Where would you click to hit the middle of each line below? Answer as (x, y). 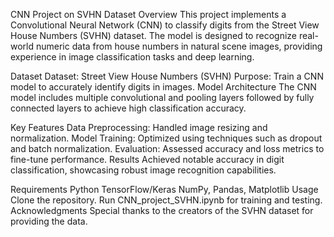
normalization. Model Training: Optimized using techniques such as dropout (166, 138)
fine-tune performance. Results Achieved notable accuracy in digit (147, 159)
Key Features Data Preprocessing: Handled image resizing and (139, 127)
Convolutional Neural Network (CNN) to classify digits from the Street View (165, 25)
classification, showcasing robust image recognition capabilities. (143, 170)
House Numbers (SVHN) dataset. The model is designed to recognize (153, 35)
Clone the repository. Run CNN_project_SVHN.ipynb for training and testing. (166, 200)
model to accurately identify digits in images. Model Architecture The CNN (163, 87)
